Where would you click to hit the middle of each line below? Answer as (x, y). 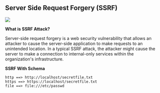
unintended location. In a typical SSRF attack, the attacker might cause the (80, 49)
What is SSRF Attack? (28, 29)
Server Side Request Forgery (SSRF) (61, 8)
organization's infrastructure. (34, 59)
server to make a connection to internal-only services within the (69, 54)
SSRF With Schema (25, 68)
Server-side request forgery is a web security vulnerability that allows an (78, 38)
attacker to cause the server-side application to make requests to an (74, 43)
